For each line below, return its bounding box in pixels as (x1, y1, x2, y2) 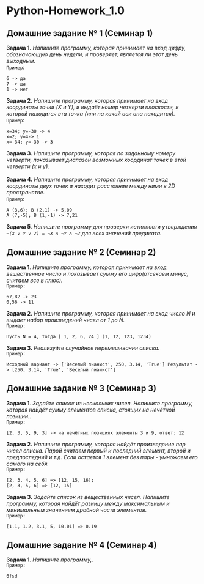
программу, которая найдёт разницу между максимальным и (6, 500, 170, 507)
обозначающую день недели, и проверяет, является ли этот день (6, 51, 178, 58)
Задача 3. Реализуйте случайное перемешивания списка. (6, 344, 160, 352)
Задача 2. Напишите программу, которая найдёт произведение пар (6, 440, 186, 448)
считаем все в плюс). (6, 276, 63, 284)
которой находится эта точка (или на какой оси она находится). (6, 110, 175, 117)
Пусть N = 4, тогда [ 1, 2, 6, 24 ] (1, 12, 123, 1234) (6, 333, 151, 339)
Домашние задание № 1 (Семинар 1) (6, 28, 153, 39)
